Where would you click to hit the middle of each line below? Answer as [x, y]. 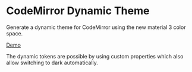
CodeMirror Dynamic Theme [78, 11]
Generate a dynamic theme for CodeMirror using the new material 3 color [96, 27]
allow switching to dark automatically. [52, 63]
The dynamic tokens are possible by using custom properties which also [95, 56]
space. [15, 33]
